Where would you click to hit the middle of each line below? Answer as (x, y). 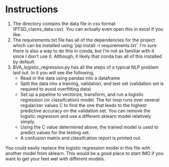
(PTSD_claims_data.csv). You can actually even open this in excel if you (88, 29)
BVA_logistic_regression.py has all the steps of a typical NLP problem (86, 67)
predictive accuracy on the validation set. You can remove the (85, 111)
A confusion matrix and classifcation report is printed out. (81, 138)
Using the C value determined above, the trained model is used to (89, 127)
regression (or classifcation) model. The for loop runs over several (90, 100)
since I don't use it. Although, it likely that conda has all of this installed (87, 56)
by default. (24, 61)
